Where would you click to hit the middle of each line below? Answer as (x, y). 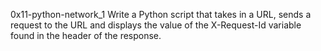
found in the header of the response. (86, 35)
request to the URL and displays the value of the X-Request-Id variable (156, 25)
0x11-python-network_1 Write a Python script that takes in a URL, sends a (161, 14)
